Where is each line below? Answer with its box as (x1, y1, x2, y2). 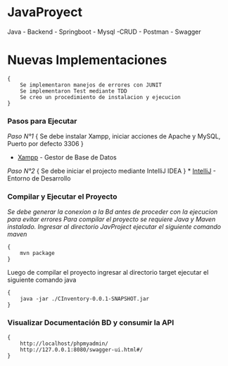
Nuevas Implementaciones (7, 52, 167, 68)
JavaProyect (7, 4, 83, 20)
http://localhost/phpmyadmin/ (20, 340, 109, 347)
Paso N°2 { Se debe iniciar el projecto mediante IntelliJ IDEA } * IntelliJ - (7, 166, 217, 176)
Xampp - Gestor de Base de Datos (17, 153, 118, 162)
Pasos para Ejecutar (7, 116, 77, 126)
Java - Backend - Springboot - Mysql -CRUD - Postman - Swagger (7, 27, 202, 36)
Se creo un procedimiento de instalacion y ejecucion (20, 93, 181, 100)
